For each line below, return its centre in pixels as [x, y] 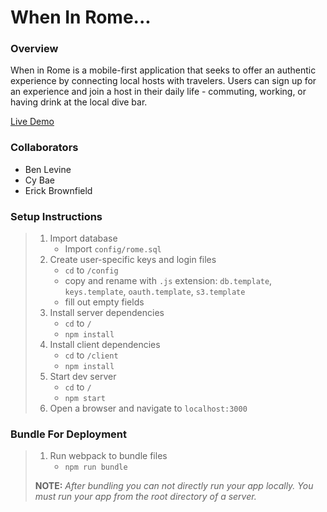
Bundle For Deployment [68, 434]
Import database [83, 238]
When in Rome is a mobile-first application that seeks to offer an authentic [163, 70]
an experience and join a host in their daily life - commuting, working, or [158, 92]
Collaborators [44, 148]
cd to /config [91, 270]
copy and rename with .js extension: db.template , [168, 281]
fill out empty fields [104, 302]
